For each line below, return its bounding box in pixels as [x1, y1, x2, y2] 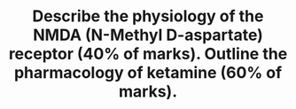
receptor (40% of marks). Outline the [8, 44, 288, 64]
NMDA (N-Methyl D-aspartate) [33, 25, 263, 45]
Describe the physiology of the [32, 6, 264, 27]
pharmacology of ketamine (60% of [13, 63, 283, 83]
